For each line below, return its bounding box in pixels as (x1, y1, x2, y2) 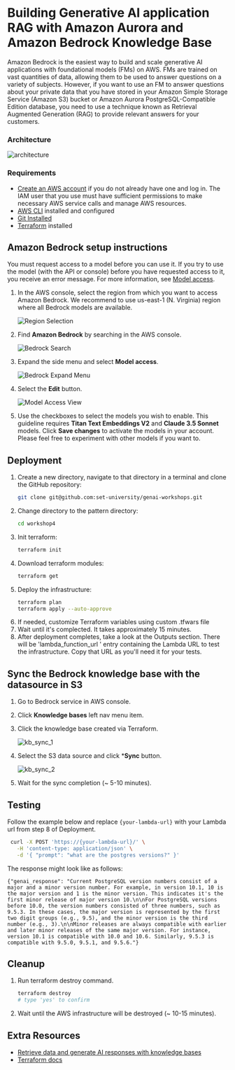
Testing (7, 799, 41, 811)
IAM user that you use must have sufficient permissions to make (17, 191, 203, 200)
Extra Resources (7, 1029, 80, 1041)
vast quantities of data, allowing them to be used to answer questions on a (7, 72, 222, 81)
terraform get (17, 572, 59, 579)
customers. (7, 117, 40, 125)
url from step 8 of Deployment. (7, 825, 97, 833)
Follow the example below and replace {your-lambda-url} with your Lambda (7, 817, 227, 826)
